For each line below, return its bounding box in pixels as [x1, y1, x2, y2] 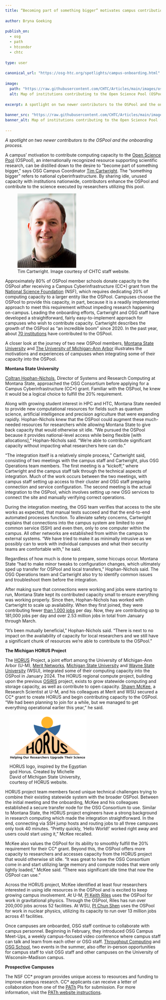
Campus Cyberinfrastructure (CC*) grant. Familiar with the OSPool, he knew [5, 385, 161, 391]
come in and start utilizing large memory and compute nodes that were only [5, 862, 160, 867]
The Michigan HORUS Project [5, 647, 67, 653]
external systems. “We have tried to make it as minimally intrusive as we [5, 535, 152, 541]
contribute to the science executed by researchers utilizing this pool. [5, 183, 145, 189]
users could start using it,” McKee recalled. [5, 831, 93, 837]
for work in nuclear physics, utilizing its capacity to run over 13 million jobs [5, 908, 157, 914]
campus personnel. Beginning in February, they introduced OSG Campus [5, 928, 153, 934]
